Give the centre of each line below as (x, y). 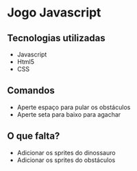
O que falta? (34, 136)
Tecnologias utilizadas (56, 38)
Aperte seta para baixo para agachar (69, 114)
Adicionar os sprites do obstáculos (66, 160)
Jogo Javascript (54, 13)
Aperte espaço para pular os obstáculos (74, 107)
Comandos (31, 91)
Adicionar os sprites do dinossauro (66, 152)
